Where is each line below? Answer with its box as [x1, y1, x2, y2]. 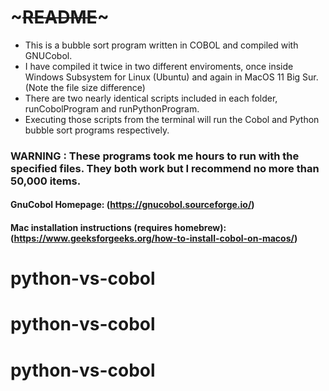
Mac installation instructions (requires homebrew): [10, 222, 227, 234]
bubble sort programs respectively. [24, 124, 170, 136]
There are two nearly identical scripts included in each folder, [24, 92, 278, 104]
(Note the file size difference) [24, 81, 146, 93]
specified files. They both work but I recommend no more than [10, 161, 320, 175]
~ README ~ [10, 6, 110, 29]
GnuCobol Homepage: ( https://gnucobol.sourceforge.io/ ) [10, 199, 255, 211]
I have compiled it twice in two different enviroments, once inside [24, 60, 294, 72]
